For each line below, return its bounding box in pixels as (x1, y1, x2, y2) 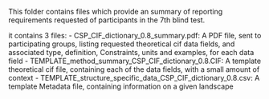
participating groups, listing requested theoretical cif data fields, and (8, 39, 235, 49)
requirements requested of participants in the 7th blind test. (8, 15, 206, 25)
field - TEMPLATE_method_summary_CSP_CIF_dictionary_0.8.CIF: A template (8, 56, 262, 65)
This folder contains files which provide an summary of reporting (8, 7, 223, 16)
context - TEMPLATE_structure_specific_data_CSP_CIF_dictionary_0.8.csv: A (8, 73, 260, 82)
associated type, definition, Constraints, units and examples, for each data (8, 48, 255, 57)
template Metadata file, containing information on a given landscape (8, 81, 234, 91)
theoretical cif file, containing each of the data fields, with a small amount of (8, 65, 260, 74)
